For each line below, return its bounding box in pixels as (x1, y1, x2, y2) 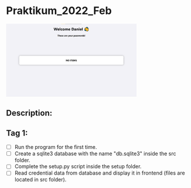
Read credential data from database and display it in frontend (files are (14, 169, 186, 176)
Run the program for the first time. (14, 144, 97, 151)
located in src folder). (14, 176, 67, 183)
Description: (6, 108, 53, 118)
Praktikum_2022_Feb (6, 4, 112, 18)
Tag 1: (6, 128, 28, 138)
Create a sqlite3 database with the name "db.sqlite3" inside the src (14, 150, 177, 157)
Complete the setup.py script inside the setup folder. (14, 163, 142, 170)
